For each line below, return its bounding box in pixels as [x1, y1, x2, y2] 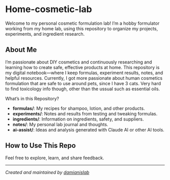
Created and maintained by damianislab [5, 169, 90, 175]
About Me [5, 45, 37, 54]
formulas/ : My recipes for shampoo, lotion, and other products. [12, 105, 145, 111]
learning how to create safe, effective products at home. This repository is [5, 64, 160, 70]
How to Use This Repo [5, 141, 76, 150]
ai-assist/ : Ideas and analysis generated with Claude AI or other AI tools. [12, 127, 164, 133]
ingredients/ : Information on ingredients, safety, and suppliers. [12, 116, 144, 122]
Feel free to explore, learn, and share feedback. [5, 155, 105, 161]
